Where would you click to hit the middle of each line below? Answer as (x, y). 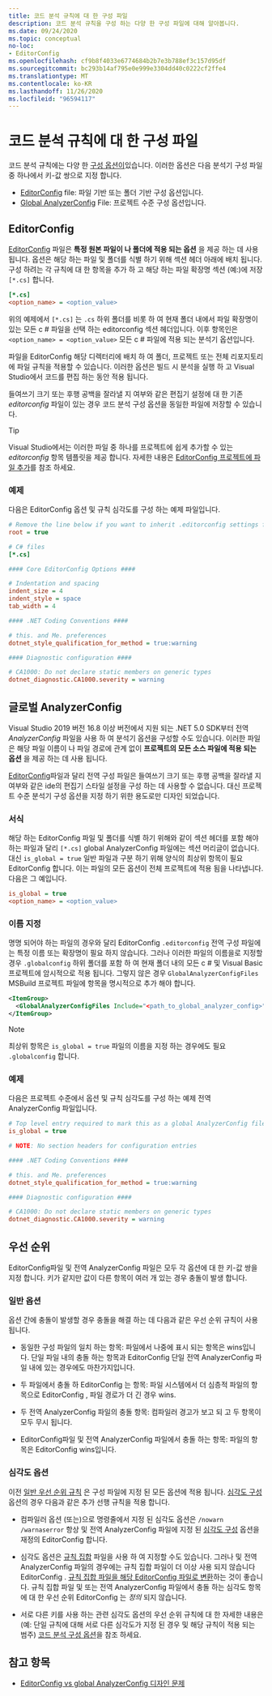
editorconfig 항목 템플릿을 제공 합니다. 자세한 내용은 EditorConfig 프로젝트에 (130, 457)
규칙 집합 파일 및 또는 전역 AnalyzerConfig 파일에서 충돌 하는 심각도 (139, 1587)
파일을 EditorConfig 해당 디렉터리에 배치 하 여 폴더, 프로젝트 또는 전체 (119, 356)
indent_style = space (45, 599)
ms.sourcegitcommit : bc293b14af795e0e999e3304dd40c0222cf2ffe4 (117, 69)
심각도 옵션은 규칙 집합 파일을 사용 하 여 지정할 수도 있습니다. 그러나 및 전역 (138, 1557)
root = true (28, 532)
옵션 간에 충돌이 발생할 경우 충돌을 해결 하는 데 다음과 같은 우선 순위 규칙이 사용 (134, 1320)
